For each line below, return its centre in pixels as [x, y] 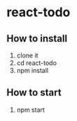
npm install [33, 70]
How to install [37, 39]
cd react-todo [37, 63]
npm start [30, 110]
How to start [34, 93]
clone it [27, 55]
